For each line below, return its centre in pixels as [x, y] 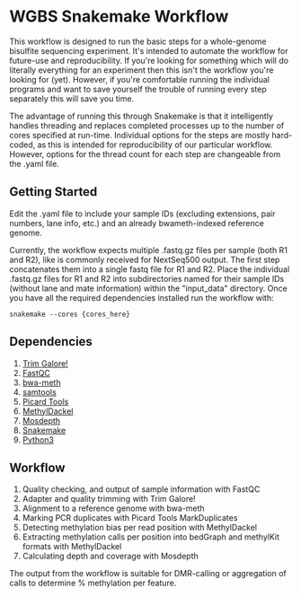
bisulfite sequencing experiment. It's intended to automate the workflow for [149, 50]
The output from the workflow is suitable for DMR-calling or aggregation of [148, 574]
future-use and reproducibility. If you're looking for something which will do [149, 60]
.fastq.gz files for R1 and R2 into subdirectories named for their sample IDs [147, 278]
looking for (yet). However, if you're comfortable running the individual [139, 79]
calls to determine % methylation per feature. [93, 583]
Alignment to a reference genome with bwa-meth [113, 508]
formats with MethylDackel [72, 547]
